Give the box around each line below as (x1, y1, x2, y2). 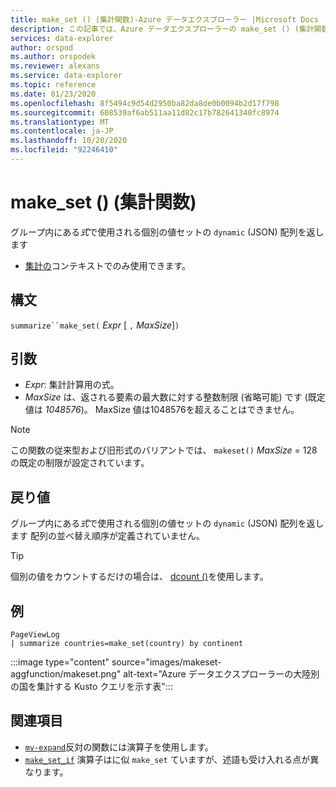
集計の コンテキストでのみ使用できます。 (24, 259, 191, 271)
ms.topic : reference (10, 80, 97, 90)
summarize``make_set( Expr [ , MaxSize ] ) (10, 319, 180, 331)
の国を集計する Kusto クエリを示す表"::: (10, 681, 173, 693)
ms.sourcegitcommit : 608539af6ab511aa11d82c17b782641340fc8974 (10, 107, 280, 118)
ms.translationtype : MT (10, 117, 110, 127)
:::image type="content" (10, 656, 110, 668)
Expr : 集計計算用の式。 (24, 379, 120, 391)
